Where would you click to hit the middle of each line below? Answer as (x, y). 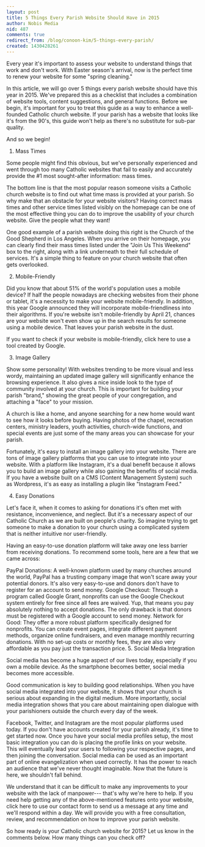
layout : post (23, 12)
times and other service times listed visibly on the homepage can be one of (101, 207)
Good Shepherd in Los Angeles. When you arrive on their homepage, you (98, 239)
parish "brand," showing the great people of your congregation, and (92, 395)
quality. (16, 127)
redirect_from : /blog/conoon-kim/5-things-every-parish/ (80, 40)
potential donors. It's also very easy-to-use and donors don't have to (93, 583)
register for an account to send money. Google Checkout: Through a (92, 590)
